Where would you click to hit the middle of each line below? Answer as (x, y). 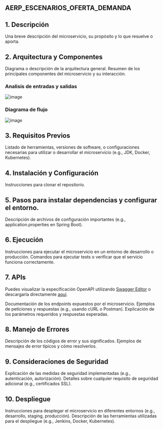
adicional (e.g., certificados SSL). (38, 384)
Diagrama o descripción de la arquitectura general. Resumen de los (72, 69)
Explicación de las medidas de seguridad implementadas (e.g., (68, 373)
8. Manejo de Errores (37, 329)
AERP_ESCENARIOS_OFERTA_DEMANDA (68, 8)
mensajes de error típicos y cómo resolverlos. (51, 346)
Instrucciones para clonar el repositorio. (45, 185)
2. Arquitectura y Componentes (54, 57)
